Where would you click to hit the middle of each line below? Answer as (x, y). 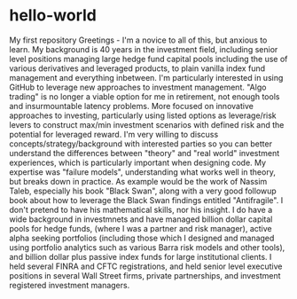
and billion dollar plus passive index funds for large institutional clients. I (141, 256)
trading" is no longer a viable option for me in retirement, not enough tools (145, 96)
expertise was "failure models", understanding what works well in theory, (143, 172)
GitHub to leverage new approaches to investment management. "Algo (138, 87)
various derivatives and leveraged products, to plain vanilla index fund (137, 68)
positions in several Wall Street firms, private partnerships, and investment (145, 275)
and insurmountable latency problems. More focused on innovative (132, 106)
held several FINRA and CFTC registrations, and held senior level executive (146, 266)
